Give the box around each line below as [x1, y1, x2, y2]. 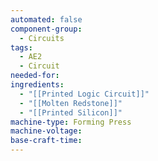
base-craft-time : [10, 136, 83, 146]
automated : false [10, 14, 83, 25]
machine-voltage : [10, 126, 83, 136]
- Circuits [19, 33, 65, 43]
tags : [10, 42, 33, 53]
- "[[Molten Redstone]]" [19, 98, 123, 108]
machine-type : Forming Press [10, 117, 132, 127]
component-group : [10, 24, 83, 34]
